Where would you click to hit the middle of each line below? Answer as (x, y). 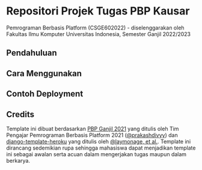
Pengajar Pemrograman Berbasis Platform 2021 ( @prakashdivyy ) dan (92, 135)
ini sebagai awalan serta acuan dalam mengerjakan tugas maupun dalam (96, 154)
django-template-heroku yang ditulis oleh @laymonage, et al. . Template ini (99, 141)
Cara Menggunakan (44, 73)
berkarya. (18, 160)
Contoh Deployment (45, 94)
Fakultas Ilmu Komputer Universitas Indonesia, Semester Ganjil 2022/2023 (99, 34)
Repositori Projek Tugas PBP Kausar (98, 11)
